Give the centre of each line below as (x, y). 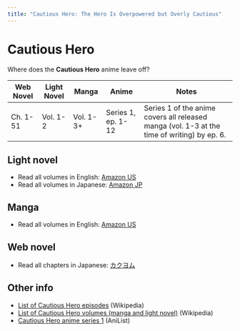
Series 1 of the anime (180, 108)
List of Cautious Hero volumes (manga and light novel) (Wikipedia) (115, 312)
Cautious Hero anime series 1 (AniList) (74, 320)
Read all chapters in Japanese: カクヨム (76, 265)
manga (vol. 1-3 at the (182, 126)
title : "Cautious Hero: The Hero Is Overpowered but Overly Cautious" (115, 14)
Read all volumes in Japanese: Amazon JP (80, 185)
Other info (30, 288)
